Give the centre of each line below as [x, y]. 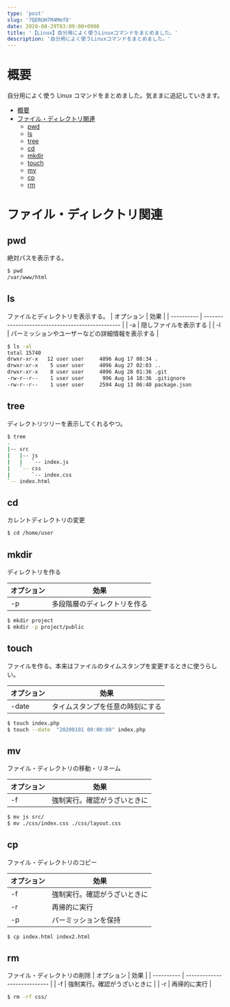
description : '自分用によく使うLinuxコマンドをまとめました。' [89, 39]
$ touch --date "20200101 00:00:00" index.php [77, 729]
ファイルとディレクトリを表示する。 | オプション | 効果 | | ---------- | [105, 316]
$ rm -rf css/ [27, 997]
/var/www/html [27, 277]
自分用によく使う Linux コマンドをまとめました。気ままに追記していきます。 [115, 96]
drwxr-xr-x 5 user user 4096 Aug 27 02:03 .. [84, 366]
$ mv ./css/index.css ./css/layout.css [64, 823]
